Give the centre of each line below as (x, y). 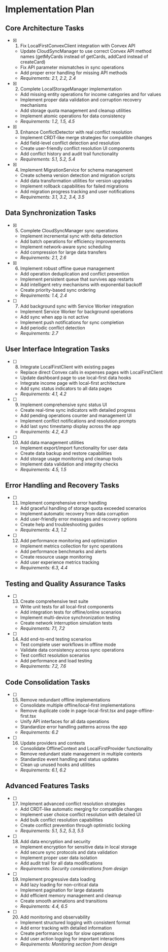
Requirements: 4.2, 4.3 (44, 432)
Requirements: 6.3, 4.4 (44, 568)
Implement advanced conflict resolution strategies (73, 804)
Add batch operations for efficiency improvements (73, 241)
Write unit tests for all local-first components (67, 607)
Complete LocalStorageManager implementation (71, 89)
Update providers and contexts (53, 743)
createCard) (33, 62)
